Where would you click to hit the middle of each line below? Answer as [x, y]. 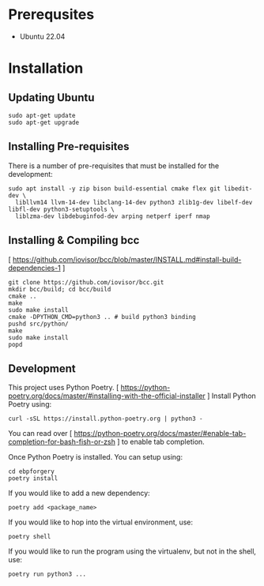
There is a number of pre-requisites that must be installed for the [114, 165]
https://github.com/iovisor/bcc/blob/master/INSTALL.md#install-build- [127, 259]
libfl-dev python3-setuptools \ [61, 209]
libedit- [238, 188]
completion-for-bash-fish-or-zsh [62, 442]
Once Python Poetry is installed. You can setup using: [96, 457]
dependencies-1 [34, 268]
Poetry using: [30, 404]
